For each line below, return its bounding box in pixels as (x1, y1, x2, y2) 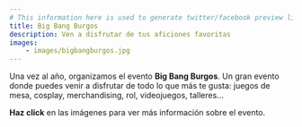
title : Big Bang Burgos (9, 21, 99, 30)
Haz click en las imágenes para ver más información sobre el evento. (9, 107, 266, 118)
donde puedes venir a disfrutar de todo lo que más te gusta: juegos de (9, 80, 271, 91)
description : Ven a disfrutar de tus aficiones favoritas (9, 30, 231, 38)
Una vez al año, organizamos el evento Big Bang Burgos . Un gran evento (9, 71, 280, 81)
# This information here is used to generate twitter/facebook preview (9, 13, 283, 22)
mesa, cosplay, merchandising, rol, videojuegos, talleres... (9, 90, 225, 101)
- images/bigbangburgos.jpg (25, 47, 130, 55)
